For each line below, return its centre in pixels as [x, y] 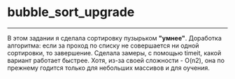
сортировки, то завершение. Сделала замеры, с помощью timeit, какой [114, 52]
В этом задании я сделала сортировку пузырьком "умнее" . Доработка [114, 38]
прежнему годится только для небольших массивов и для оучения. [108, 68]
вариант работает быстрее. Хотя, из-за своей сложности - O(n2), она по [116, 60]
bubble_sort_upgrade [71, 12]
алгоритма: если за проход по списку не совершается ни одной [103, 45]
